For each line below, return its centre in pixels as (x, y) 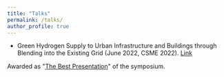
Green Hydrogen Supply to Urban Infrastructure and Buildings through (117, 46)
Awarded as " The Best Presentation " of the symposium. (86, 67)
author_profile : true (38, 26)
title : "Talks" (29, 13)
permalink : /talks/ (35, 20)
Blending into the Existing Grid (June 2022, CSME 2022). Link (105, 53)
